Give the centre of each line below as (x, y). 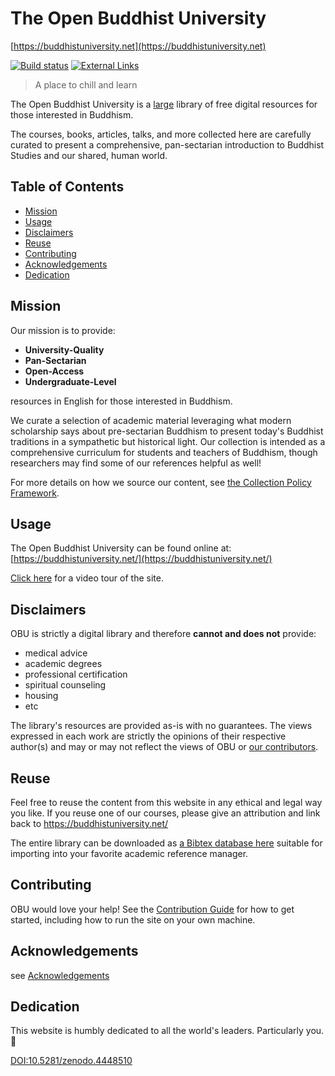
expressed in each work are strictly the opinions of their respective (148, 736)
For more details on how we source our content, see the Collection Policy (161, 482)
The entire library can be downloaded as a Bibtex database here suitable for (166, 843)
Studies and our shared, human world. (89, 155)
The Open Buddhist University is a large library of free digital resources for (164, 104)
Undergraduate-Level (70, 381)
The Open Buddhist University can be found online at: (121, 548)
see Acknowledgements (60, 975)
